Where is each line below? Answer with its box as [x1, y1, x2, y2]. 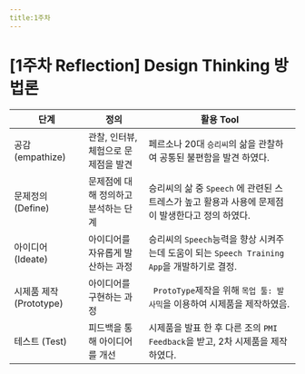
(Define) [14, 202, 50, 214]
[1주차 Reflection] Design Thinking [9, 55, 271, 75]
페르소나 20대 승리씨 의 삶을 [148, 137, 257, 150]
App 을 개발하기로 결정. [148, 260, 238, 272]
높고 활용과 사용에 [184, 195, 257, 208]
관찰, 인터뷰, [87, 131, 138, 143]
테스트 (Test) [14, 335, 68, 348]
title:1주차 [9, 13, 51, 23]
